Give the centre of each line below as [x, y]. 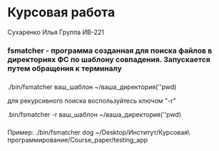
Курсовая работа [61, 12]
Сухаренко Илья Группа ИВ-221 [56, 32]
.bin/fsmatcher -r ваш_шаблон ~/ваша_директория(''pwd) [95, 114]
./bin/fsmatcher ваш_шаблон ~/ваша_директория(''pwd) [92, 87]
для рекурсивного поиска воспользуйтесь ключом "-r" [92, 100]
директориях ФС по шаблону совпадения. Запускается [109, 59]
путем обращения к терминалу [65, 68]
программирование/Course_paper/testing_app [78, 140]
